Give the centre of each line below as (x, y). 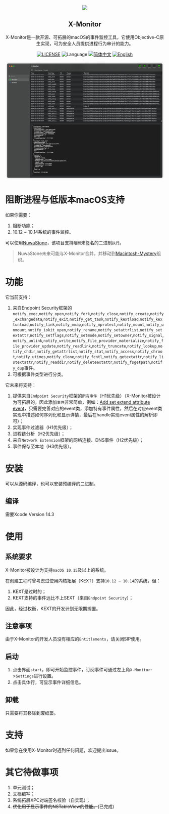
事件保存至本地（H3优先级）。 (43, 446)
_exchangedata (27, 319)
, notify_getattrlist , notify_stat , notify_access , (85, 351)
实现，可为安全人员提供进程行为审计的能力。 (87, 44)
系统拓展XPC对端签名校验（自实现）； (51, 800)
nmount (19, 330)
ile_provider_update (34, 346)
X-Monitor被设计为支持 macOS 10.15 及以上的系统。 (57, 570)
